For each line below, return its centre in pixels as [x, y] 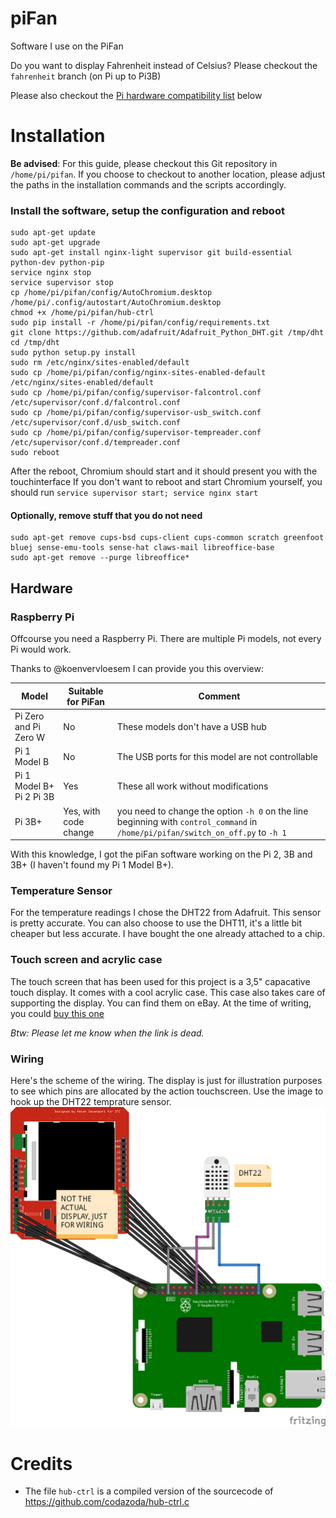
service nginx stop [51, 273]
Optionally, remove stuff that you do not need [106, 515]
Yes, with [82, 811]
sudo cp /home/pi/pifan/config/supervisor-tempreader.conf [136, 433]
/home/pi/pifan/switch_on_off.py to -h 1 [201, 832]
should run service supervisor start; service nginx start [134, 493]
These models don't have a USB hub [191, 726]
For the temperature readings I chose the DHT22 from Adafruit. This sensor [166, 913]
